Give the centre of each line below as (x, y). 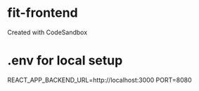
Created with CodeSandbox (47, 32)
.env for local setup (65, 61)
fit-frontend (43, 13)
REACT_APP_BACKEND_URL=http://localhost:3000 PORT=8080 (99, 80)
